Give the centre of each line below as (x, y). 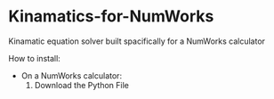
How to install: (35, 58)
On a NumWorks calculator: (71, 75)
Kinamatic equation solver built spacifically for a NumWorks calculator (137, 41)
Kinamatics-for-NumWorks (111, 16)
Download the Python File (82, 85)
